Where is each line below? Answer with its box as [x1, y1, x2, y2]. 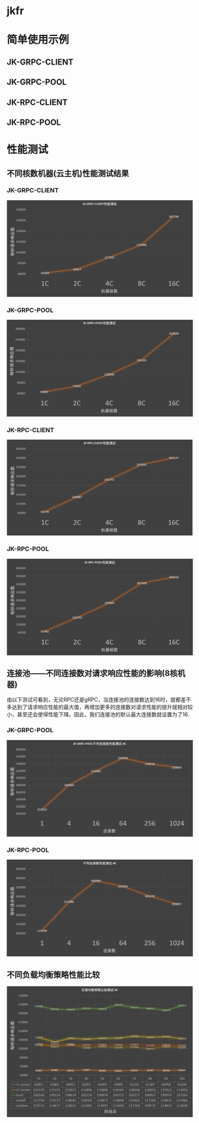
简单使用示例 [6, 33, 70, 47]
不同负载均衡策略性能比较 [6, 970, 100, 980]
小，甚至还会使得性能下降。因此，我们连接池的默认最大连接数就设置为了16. [6, 711, 190, 718]
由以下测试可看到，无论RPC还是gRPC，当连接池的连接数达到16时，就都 [6, 696, 181, 703]
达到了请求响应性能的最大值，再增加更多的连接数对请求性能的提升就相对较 [11, 703, 193, 711]
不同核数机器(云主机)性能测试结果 [6, 168, 129, 178]
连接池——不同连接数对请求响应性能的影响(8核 [6, 668, 178, 678]
